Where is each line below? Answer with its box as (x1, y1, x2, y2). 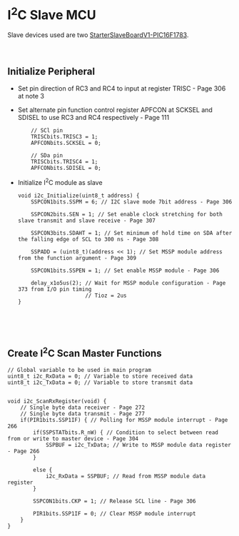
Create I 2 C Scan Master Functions (7, 345, 162, 360)
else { (33, 466, 53, 473)
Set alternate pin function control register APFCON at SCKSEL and (17, 106, 213, 114)
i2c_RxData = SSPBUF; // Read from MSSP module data (45, 472, 205, 480)
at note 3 (17, 92, 45, 101)
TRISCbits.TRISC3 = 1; (31, 133, 98, 141)
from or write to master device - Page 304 (7, 435, 139, 443)
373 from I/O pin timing (17, 285, 92, 293)
